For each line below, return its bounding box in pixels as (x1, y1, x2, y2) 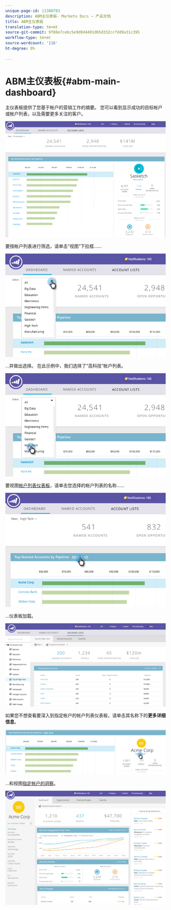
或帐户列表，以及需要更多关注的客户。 (5, 110, 85, 117)
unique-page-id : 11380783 (5, 8, 60, 13)
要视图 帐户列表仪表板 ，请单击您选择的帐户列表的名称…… (5, 482, 125, 488)
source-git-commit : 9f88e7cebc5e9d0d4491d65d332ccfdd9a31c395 (5, 30, 140, 35)
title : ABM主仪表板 (5, 19, 44, 24)
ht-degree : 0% (5, 46, 36, 51)
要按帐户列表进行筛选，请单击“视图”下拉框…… (5, 243, 102, 249)
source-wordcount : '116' (5, 41, 58, 46)
